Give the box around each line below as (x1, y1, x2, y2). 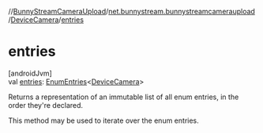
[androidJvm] (8, 68, 53, 78)
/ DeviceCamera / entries (8, 15, 85, 24)
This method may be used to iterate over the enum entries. (8, 116, 199, 125)
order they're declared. (8, 100, 84, 109)
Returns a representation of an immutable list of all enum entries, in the (8, 92, 239, 102)
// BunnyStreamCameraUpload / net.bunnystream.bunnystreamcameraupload (8, 7, 255, 16)
